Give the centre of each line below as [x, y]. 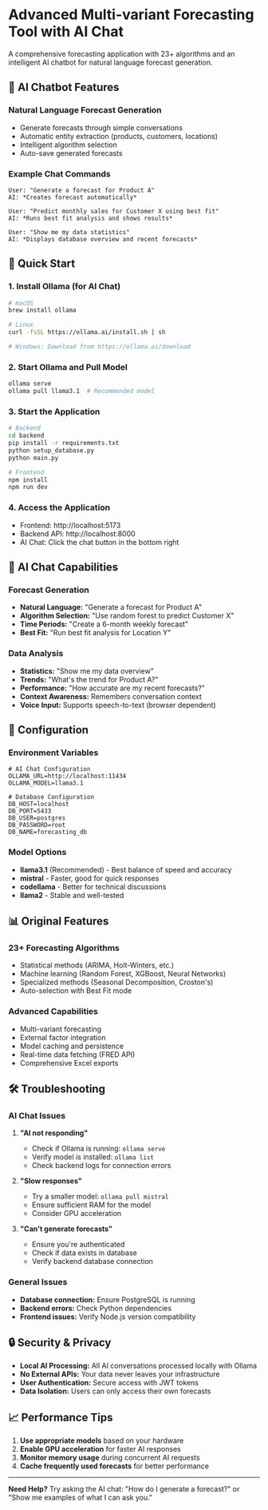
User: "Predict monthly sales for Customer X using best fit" [114, 211]
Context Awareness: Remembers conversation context [110, 696]
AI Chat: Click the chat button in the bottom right [99, 542]
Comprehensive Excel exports [69, 1063]
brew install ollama [43, 310]
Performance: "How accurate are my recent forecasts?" [112, 688]
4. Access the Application [59, 507]
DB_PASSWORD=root [37, 825]
